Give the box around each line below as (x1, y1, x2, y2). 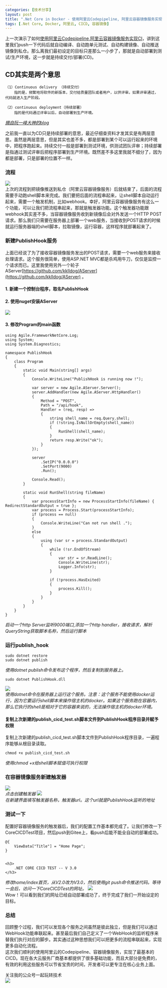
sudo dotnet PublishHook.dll (5, 677, 66, 682)
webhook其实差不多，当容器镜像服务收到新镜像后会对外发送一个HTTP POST (5, 211, 162, 217)
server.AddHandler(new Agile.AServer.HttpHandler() (31, 390, 141, 395)
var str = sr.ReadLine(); (58, 555, 112, 560)
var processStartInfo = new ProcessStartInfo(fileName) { (31, 498, 155, 504)
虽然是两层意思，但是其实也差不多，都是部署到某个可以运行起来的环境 (13, 137, 158, 143)
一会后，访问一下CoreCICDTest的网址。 (5, 885, 87, 891)
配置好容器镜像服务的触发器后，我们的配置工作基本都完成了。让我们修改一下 (5, 823, 162, 829)
